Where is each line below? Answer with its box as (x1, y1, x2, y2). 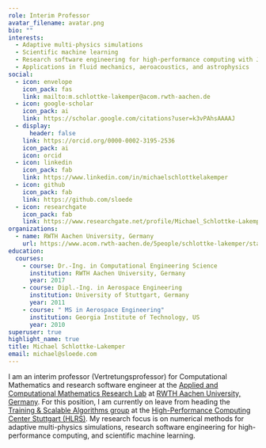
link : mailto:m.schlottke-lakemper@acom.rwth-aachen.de (22, 93, 211, 101)
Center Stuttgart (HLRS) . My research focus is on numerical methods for (8, 413, 245, 423)
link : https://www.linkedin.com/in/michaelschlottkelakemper (22, 173, 228, 182)
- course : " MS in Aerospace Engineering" (22, 306, 165, 313)
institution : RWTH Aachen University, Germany (28, 269, 186, 277)
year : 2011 (28, 298, 66, 306)
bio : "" (8, 26, 34, 34)
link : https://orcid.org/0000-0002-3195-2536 (22, 136, 176, 145)
